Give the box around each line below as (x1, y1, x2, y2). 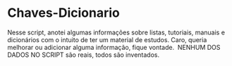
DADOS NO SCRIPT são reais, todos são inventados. (7, 51, 160, 59)
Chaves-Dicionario (7, 5, 120, 21)
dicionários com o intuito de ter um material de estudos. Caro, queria (7, 35, 207, 44)
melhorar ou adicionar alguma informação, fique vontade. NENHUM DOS (7, 43, 221, 51)
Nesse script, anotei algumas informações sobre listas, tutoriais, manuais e (7, 28, 226, 37)
